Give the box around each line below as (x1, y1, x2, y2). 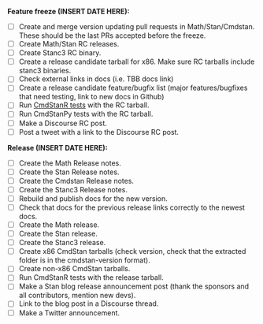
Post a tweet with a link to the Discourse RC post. (18, 127, 179, 136)
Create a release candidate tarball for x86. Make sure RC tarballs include (18, 57, 255, 66)
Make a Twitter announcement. (18, 307, 120, 318)
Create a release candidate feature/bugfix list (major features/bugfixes (18, 83, 248, 93)
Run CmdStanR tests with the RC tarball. (18, 100, 150, 110)
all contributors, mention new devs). (18, 291, 136, 300)
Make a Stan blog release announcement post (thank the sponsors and (18, 281, 250, 291)
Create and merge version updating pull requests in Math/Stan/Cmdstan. (18, 22, 255, 31)
